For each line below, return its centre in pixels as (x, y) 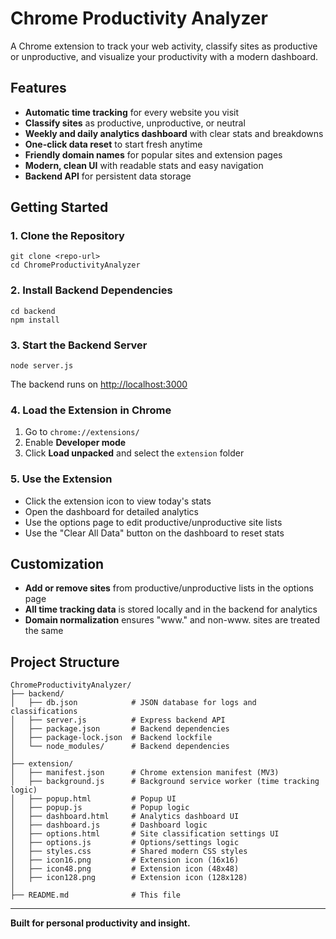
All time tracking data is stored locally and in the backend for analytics (171, 609)
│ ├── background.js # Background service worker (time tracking (165, 782)
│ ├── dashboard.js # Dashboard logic (109, 825)
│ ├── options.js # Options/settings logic (125, 843)
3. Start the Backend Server (79, 345)
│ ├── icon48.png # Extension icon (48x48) (125, 869)
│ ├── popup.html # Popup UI (93, 799)
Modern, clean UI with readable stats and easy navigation (144, 165)
